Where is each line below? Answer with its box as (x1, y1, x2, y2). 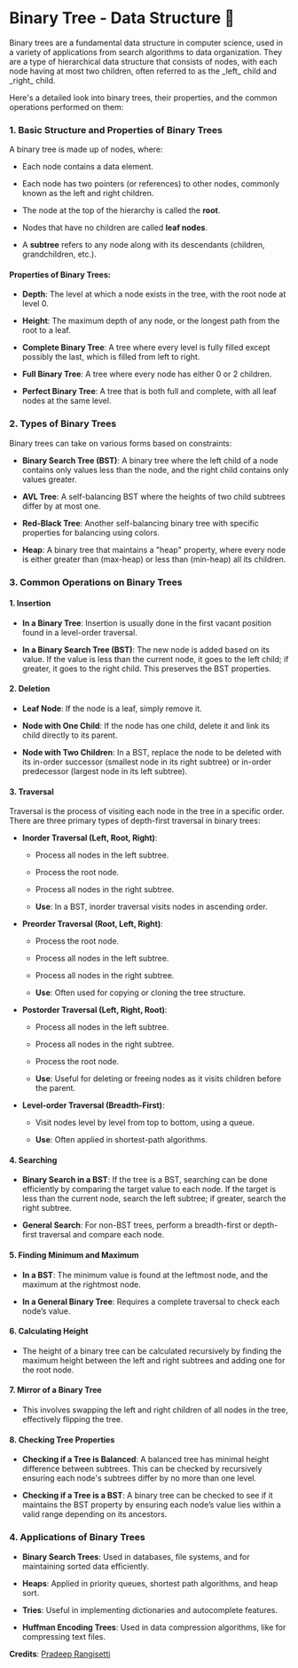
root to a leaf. (21, 325, 71, 336)
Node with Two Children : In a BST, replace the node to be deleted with (21, 747, 282, 758)
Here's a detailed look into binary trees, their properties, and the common (9, 92, 278, 103)
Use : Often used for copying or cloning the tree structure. (35, 987, 246, 998)
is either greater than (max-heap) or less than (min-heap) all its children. (21, 554, 286, 565)
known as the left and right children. (21, 188, 154, 199)
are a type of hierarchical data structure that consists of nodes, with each (9, 56, 278, 67)
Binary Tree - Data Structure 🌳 (9, 8, 235, 28)
